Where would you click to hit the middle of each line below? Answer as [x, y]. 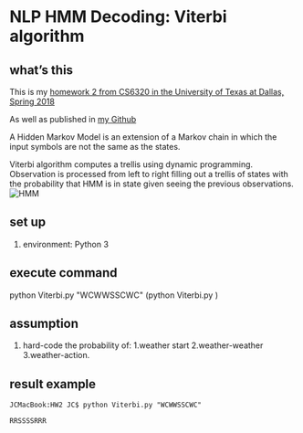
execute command [63, 273]
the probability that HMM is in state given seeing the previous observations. [151, 184]
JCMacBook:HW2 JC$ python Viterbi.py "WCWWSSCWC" [106, 405]
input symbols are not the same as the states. [95, 147]
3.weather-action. [56, 355]
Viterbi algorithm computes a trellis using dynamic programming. [131, 164]
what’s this [42, 70]
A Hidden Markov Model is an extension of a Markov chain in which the [143, 137]
